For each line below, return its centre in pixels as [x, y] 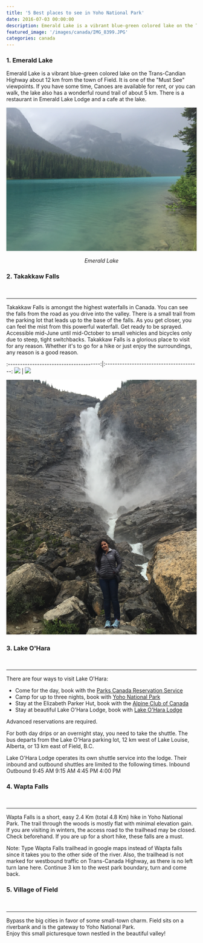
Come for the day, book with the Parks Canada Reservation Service [99, 691]
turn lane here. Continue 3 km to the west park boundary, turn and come [97, 868]
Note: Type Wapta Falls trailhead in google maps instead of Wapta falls [94, 848]
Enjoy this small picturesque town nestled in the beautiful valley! [86, 933]
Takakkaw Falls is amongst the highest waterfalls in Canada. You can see [97, 307]
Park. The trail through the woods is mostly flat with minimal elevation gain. [100, 824]
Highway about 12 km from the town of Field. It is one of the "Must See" [95, 80]
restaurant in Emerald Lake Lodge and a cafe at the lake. [76, 99]
